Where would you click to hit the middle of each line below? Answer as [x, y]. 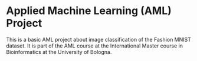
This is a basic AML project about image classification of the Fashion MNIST [99, 39]
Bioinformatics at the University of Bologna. [59, 52]
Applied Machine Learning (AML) [89, 11]
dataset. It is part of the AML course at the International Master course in [95, 46]
